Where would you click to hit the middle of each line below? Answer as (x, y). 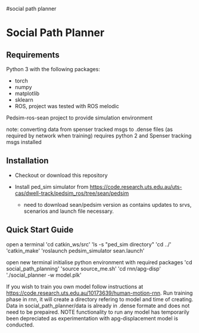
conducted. (20, 325)
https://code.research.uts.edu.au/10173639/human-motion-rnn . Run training (99, 293)
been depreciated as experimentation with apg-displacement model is (92, 318)
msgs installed (24, 142)
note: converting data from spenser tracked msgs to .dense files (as (89, 129)
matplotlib (27, 93)
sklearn (24, 100)
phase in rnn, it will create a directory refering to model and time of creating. (100, 299)
